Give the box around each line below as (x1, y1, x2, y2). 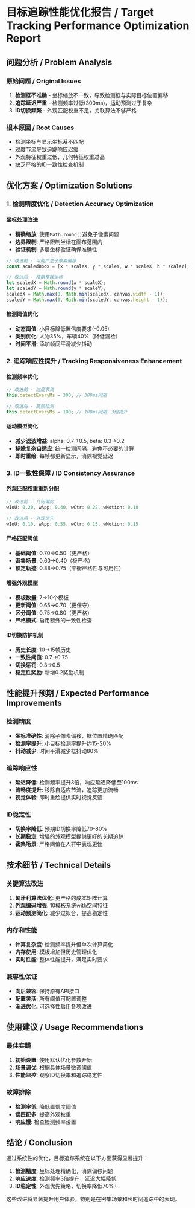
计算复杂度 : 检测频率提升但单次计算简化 (14, 941, 113, 948)
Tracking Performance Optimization (6, 19, 190, 33)
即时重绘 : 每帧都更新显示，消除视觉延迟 (14, 452, 113, 459)
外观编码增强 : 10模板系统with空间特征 (14, 902, 108, 909)
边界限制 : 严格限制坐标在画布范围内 (14, 238, 103, 245)
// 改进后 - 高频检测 (6, 403, 54, 409)
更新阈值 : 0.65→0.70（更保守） (14, 601, 93, 609)
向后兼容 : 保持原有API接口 (14, 987, 80, 995)
